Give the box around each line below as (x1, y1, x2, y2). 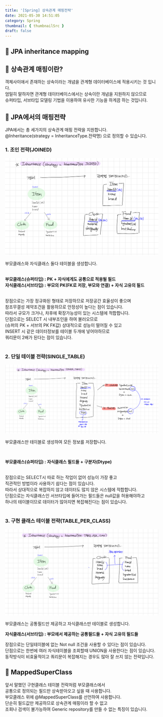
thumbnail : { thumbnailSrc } (5, 23, 64, 28)
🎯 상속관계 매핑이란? (5, 65, 63, 73)
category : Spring (5, 18, 40, 23)
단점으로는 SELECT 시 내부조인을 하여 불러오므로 (5, 316, 98, 322)
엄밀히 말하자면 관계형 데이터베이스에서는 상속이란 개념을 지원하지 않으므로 (5, 91, 147, 97)
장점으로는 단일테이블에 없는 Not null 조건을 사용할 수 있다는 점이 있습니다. (5, 641, 146, 647)
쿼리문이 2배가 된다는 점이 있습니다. (5, 334, 73, 340)
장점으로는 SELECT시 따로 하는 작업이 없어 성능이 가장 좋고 (5, 475, 117, 480)
